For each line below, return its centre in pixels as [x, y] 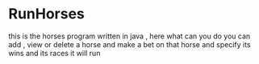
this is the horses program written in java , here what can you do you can [129, 36]
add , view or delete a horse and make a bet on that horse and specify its [130, 44]
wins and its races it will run [54, 53]
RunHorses [46, 14]
